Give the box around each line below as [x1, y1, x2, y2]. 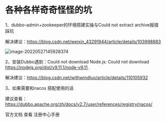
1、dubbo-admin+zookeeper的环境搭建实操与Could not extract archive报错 [5, 22, 159, 28]
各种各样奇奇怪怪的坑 [5, 4, 93, 16]
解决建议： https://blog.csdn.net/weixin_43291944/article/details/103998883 [5, 38, 161, 45]
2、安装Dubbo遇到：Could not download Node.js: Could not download [5, 59, 150, 64]
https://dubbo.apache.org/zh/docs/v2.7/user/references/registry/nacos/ [5, 101, 153, 107]
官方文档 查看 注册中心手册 [5, 111, 60, 117]
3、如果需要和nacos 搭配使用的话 [5, 85, 74, 91]
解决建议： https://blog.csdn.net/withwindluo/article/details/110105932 [5, 74, 148, 80]
